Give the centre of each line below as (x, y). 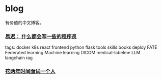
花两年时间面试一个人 (30, 71)
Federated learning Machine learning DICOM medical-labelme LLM (73, 53)
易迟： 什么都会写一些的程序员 (41, 36)
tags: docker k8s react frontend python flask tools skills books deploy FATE (81, 47)
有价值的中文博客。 (25, 22)
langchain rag (19, 58)
